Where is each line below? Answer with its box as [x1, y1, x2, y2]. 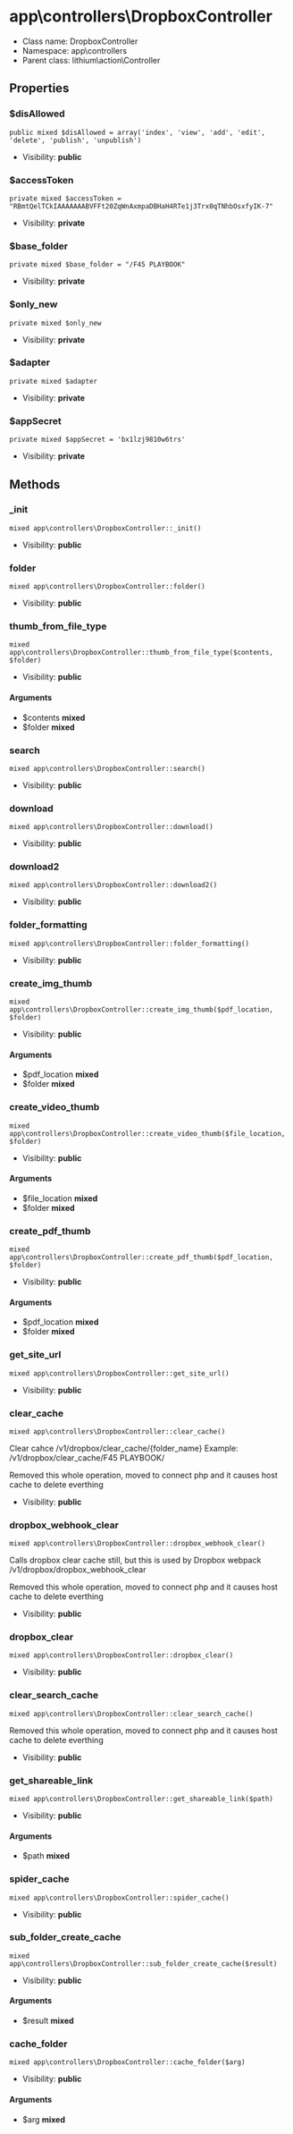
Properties [9, 80, 70, 96]
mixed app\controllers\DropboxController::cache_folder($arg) [9, 2058, 246, 2067]
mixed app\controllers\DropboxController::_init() [9, 523, 202, 533]
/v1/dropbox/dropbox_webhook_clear [9, 1564, 146, 1575]
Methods [9, 477, 61, 492]
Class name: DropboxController [21, 36, 138, 47]
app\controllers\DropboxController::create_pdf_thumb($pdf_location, [9, 1253, 274, 1262]
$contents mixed [21, 712, 86, 723]
